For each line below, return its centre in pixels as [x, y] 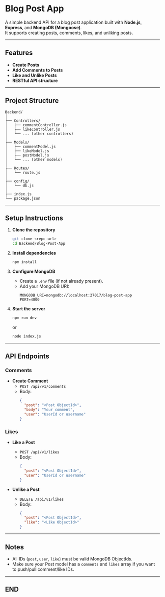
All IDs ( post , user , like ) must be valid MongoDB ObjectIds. [72, 559]
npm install [24, 262]
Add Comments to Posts [37, 70]
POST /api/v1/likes [40, 452]
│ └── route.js [23, 172]
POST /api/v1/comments [43, 387]
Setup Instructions [34, 218]
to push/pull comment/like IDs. [43, 569]
